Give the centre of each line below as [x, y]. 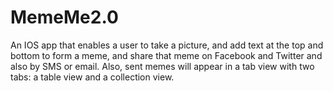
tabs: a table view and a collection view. [92, 77]
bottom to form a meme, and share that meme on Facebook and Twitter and [166, 55]
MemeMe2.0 [64, 17]
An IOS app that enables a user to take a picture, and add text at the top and [167, 45]
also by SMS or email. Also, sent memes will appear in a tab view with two [162, 66]
